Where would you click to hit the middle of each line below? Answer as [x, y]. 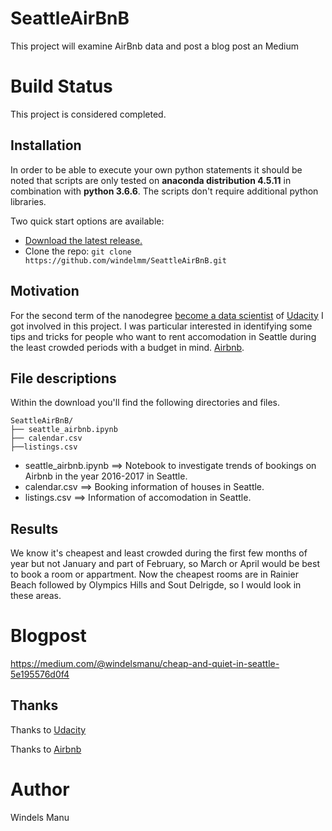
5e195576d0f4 [40, 674]
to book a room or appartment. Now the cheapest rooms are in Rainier [154, 574]
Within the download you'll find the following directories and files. [145, 403]
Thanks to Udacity [48, 729]
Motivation [45, 291]
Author [40, 789]
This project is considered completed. [88, 114]
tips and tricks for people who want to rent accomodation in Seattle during [163, 336]
